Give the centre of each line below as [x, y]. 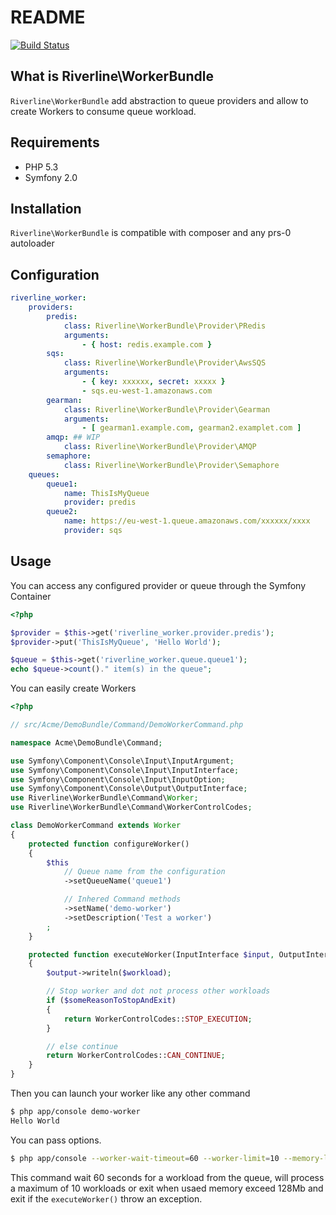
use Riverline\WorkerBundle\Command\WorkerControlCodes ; [131, 807]
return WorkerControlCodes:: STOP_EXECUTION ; [158, 1019]
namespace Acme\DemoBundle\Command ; [86, 742]
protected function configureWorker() [109, 844]
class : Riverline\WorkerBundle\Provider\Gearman [167, 409]
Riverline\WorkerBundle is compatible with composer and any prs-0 [151, 233]
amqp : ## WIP [73, 437]
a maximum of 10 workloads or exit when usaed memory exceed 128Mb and [167, 1188]
